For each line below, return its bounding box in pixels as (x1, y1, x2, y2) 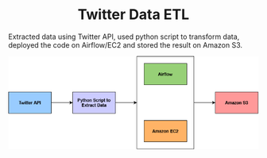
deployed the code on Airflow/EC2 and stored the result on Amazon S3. (8, 40, 243, 49)
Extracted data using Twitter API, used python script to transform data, (8, 32, 240, 41)
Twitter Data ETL (77, 6, 190, 24)
